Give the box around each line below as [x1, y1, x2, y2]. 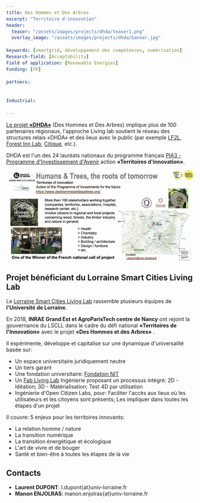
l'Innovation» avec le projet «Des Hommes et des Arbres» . [6, 328, 155, 335]
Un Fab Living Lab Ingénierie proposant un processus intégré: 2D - [14, 377, 179, 384]
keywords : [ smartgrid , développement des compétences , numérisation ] [6, 48, 183, 54]
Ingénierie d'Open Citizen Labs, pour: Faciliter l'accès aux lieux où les [14, 390, 186, 397]
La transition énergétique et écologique [14, 438, 112, 445]
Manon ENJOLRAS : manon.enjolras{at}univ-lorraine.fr [14, 490, 148, 498]
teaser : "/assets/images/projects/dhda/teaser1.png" [11, 29, 145, 35]
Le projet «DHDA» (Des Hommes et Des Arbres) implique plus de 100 [6, 121, 177, 128]
